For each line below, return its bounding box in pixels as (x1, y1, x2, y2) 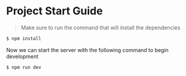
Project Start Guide (6, 4, 103, 18)
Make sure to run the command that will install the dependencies (20, 24, 181, 31)
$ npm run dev (6, 64, 42, 70)
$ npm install (6, 35, 42, 41)
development (6, 53, 39, 60)
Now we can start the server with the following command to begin (6, 46, 169, 53)
